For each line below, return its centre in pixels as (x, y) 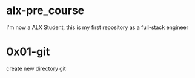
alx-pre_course (45, 11)
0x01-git (28, 52)
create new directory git (36, 68)
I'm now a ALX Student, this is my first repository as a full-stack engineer (97, 27)
